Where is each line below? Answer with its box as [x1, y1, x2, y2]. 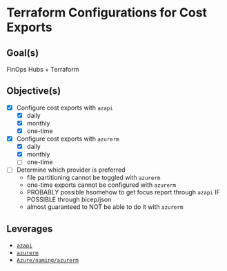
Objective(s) [6, 85, 61, 97]
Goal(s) [6, 47, 39, 59]
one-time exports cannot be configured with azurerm [26, 181, 177, 189]
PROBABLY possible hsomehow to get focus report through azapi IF [26, 188, 220, 197]
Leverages [6, 223, 53, 234]
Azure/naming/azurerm [16, 257, 79, 264]
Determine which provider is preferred [16, 165, 126, 174]
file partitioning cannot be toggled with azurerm [26, 174, 161, 182]
